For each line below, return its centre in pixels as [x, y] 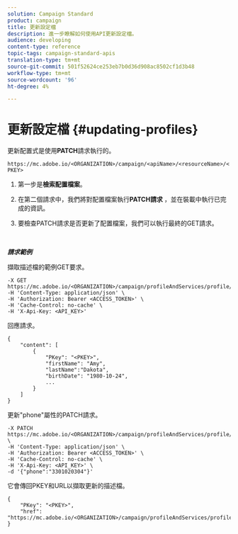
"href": [31, 512]
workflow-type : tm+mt [39, 73]
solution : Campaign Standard [50, 14]
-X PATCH [20, 428]
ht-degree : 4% [28, 86]
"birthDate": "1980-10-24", [87, 376]
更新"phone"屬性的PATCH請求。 [55, 415]
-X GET [17, 280]
